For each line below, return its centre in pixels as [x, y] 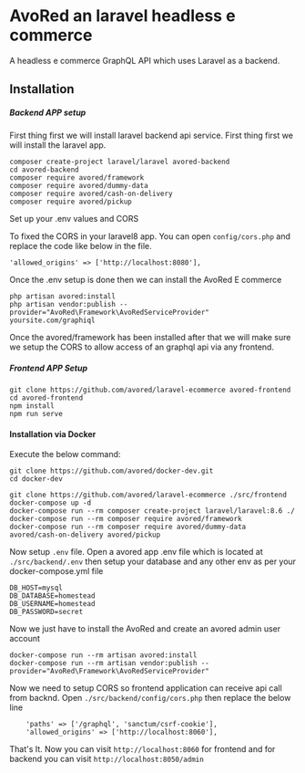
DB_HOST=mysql [36, 588]
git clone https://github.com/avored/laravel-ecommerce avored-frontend [150, 390]
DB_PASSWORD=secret [46, 612]
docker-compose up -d [51, 503]
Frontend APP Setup [49, 368]
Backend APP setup [48, 112]
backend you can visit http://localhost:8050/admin [107, 759]
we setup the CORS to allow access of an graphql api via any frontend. [142, 347]
